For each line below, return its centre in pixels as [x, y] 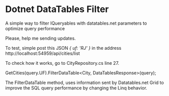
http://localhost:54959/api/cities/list [43, 53]
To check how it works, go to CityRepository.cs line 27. [62, 63]
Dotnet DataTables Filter [57, 9]
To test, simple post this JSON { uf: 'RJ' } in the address [63, 48]
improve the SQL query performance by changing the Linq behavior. [76, 88]
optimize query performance [35, 28]
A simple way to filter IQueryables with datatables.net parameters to [76, 23]
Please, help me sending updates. [40, 38]
